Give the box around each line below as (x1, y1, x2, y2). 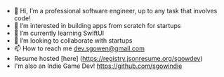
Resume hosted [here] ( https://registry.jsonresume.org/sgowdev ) (13, 55, 203, 62)
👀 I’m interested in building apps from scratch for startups (13, 22, 181, 29)
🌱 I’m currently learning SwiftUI (13, 29, 105, 37)
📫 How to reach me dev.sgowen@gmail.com (13, 44, 145, 52)
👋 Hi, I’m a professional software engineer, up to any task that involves (13, 7, 218, 15)
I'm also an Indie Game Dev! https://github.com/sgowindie (13, 62, 183, 70)
